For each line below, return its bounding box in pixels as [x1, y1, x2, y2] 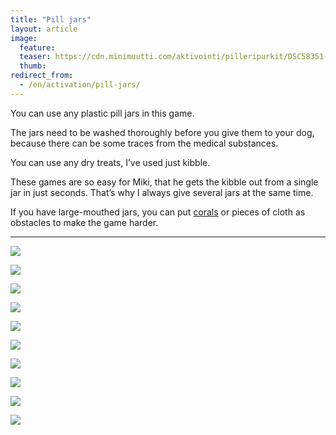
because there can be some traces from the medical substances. [10, 137, 279, 149]
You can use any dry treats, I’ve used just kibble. [10, 156, 211, 168]
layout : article [10, 24, 78, 34]
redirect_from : [10, 71, 74, 81]
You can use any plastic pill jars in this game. [10, 107, 195, 119]
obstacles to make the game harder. [10, 216, 159, 228]
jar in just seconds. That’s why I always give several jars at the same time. [10, 186, 314, 198]
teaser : [19, 52, 52, 62]
